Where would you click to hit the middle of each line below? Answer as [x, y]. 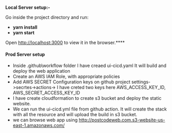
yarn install [25, 27]
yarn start [24, 32]
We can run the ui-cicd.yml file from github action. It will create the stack [90, 109]
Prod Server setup [25, 54]
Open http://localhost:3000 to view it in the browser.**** [65, 42]
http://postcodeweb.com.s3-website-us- [122, 120]
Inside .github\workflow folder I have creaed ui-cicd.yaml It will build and [90, 65]
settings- [141, 82]
